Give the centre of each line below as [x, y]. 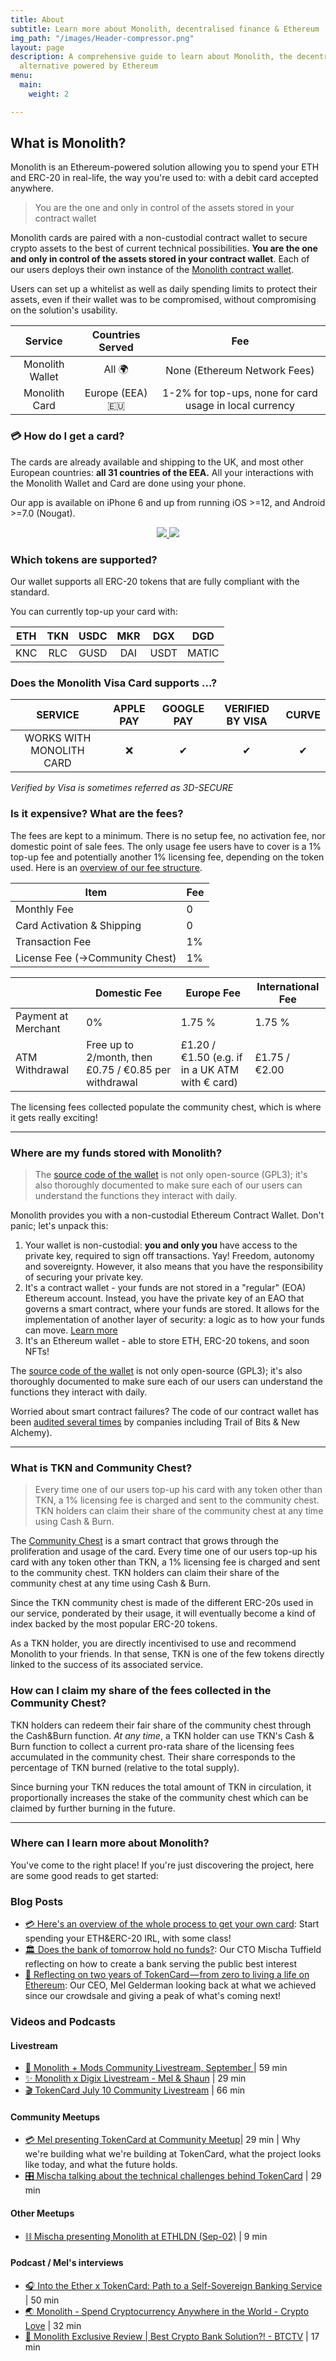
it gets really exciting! [54, 1117]
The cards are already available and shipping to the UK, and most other [157, 462]
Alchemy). [31, 1432]
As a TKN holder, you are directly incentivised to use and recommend [153, 1643]
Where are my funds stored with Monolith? [116, 1153]
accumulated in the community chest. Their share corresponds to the [153, 1757]
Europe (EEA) [116, 393]
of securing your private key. [84, 1277]
